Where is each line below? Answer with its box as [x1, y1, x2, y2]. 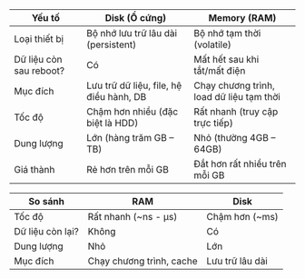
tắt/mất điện [193, 65, 246, 76]
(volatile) [193, 38, 231, 51]
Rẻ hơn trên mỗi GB [85, 164, 170, 175]
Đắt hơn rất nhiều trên [193, 158, 287, 170]
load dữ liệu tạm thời [193, 91, 281, 103]
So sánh [28, 195, 65, 207]
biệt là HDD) [85, 117, 139, 129]
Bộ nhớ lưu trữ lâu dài [85, 27, 178, 39]
